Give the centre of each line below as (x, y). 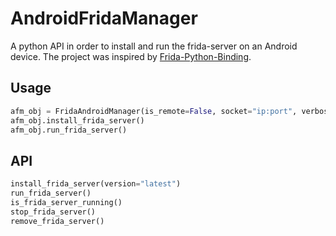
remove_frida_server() (57, 221)
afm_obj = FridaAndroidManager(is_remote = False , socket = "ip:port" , (154, 111)
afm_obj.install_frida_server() (77, 120)
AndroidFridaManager (104, 18)
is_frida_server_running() (66, 202)
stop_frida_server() (53, 212)
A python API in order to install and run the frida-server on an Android (154, 46)
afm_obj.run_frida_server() (69, 130)
